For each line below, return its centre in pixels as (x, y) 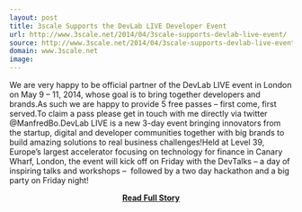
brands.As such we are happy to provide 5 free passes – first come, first (143, 104)
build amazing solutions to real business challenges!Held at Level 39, (137, 142)
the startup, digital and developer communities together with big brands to (147, 132)
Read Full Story (151, 198)
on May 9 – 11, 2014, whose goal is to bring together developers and (135, 94)
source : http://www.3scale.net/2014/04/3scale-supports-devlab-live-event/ (154, 43)
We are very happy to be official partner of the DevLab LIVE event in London (151, 85)
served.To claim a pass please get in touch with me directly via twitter (138, 114)
